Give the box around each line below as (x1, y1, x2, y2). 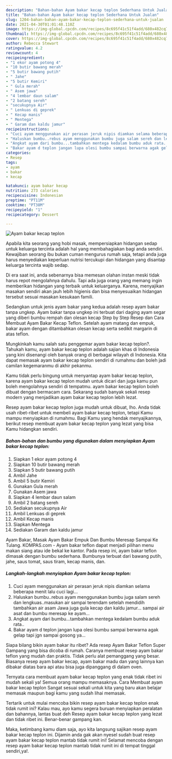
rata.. (13, 621, 24, 627)
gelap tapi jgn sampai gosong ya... (13, 632, 86, 638)
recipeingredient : (6, 55, 45, 60)
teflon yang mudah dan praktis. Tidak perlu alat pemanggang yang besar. (6, 653, 160, 659)
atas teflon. (6, 331, 30, 337)
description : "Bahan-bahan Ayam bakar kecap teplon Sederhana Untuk (6, 7, 155, 13)
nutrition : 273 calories (6, 188, 59, 194)
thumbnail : (6, 31, 29, 36)
